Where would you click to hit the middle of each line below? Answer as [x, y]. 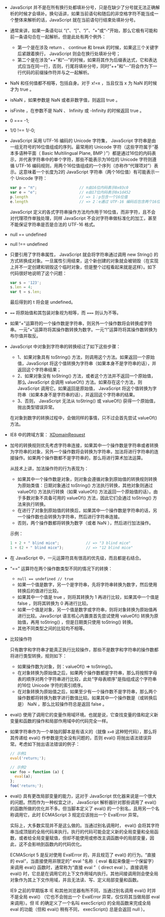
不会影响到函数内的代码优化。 [54, 844]
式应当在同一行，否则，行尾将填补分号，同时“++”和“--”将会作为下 [85, 66]
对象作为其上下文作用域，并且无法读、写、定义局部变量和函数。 [75, 880]
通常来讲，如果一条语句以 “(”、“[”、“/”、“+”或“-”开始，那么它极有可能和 [84, 31]
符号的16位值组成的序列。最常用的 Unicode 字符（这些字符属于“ [89, 147]
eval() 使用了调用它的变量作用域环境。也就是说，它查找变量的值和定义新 [84, 714]
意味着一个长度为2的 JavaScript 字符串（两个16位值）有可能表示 [89, 172]
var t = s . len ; [26, 292]
